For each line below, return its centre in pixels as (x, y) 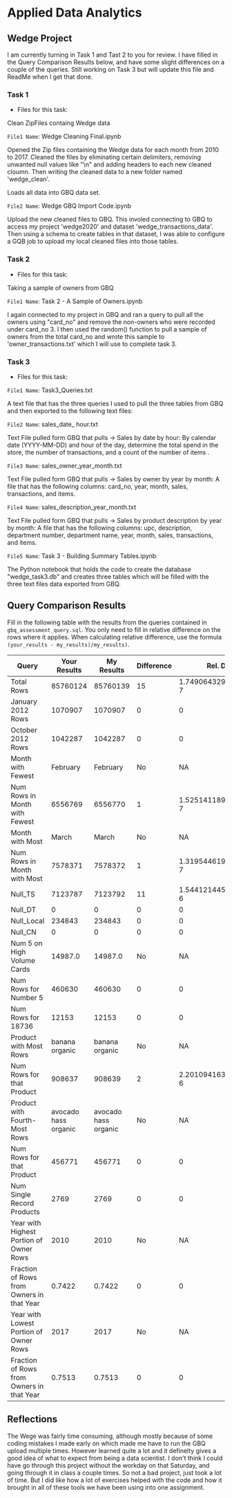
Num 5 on (27, 943)
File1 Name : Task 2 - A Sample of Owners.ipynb (75, 301)
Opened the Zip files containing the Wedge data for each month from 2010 (113, 150)
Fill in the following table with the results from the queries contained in (107, 622)
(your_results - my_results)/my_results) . (68, 644)
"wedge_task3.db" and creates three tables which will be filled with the (108, 576)
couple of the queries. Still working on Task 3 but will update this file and (110, 69)
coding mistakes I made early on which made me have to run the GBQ (106, 1443)
